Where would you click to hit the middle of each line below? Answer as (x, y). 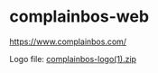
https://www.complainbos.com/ (68, 41)
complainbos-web (79, 17)
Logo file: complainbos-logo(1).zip (73, 59)
